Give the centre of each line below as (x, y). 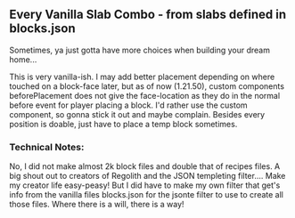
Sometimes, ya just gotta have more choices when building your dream (139, 50)
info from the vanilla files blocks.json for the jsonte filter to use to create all (146, 195)
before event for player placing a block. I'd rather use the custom (128, 105)
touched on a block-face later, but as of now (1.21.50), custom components (147, 86)
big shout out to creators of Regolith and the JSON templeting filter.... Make (147, 176)
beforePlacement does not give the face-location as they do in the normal (145, 95)
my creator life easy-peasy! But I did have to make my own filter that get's (145, 185)
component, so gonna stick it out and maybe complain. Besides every (137, 114)
